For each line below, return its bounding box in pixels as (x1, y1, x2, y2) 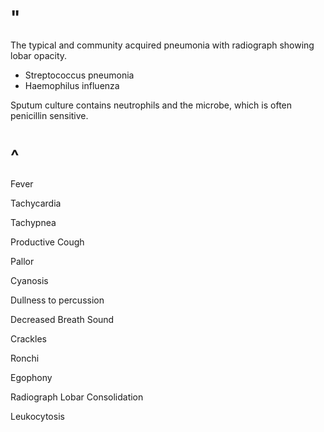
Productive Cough (10, 236, 85, 248)
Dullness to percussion (10, 294, 105, 306)
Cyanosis (10, 274, 49, 286)
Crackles (10, 332, 47, 345)
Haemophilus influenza (24, 79, 120, 91)
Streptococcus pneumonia (24, 69, 135, 81)
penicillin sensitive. (10, 109, 89, 121)
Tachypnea (10, 216, 57, 228)
